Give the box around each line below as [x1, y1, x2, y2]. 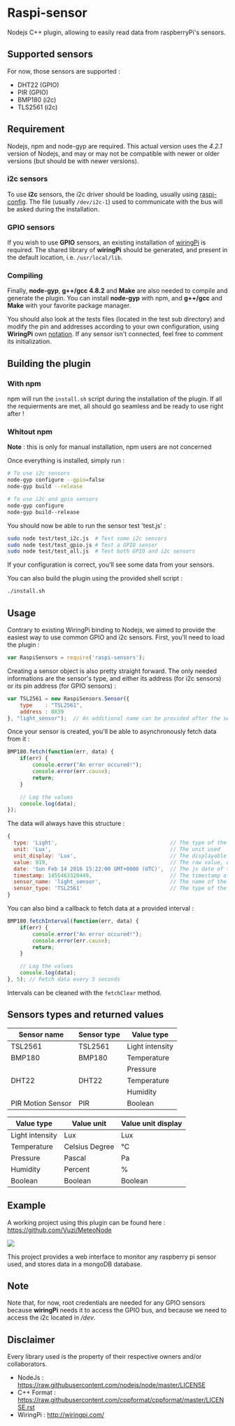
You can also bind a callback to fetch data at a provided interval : [7, 904, 194, 912]
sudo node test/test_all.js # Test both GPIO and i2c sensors [7, 548, 196, 555]
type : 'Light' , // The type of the [13, 839, 227, 847]
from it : [7, 735, 30, 743]
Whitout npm [7, 427, 52, 437]
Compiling [7, 271, 43, 281]
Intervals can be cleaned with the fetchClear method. [7, 988, 162, 997]
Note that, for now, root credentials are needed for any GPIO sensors [7, 1299, 206, 1307]
